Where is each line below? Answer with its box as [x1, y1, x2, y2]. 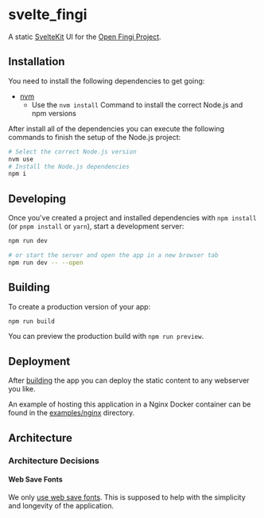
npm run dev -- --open [8, 259, 83, 267]
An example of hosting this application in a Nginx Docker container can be [8, 399, 251, 409]
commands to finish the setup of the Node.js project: [8, 132, 181, 142]
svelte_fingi [8, 6, 87, 24]
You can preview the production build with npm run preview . [8, 332, 204, 341]
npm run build [8, 317, 56, 325]
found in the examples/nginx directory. [8, 408, 135, 418]
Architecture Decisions [8, 455, 99, 466]
